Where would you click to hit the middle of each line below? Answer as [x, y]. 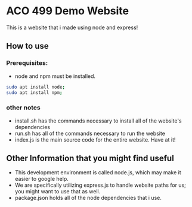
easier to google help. [41, 179]
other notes [23, 108]
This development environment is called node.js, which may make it [98, 172]
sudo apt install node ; [36, 87]
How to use [27, 46]
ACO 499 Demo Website [68, 11]
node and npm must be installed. [55, 76]
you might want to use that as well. [58, 192]
